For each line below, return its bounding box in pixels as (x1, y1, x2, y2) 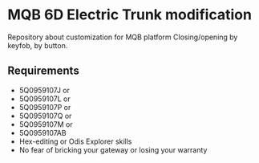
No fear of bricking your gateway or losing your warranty (18, 145, 208, 154)
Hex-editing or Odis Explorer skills (18, 137, 132, 146)
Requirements (7, 64, 79, 78)
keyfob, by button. (7, 40, 68, 50)
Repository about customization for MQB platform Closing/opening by (7, 32, 238, 42)
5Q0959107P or (18, 102, 71, 112)
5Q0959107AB (18, 128, 67, 137)
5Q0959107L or (18, 94, 71, 104)
